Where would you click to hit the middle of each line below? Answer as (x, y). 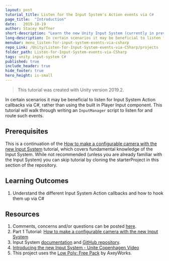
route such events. (24, 115)
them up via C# (28, 198)
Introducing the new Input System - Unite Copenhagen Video (76, 248)
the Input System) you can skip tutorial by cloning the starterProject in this (82, 160)
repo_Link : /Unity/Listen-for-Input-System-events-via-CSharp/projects (82, 47)
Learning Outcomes (37, 181)
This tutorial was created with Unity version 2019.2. (71, 90)
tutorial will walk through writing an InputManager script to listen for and (79, 110)
